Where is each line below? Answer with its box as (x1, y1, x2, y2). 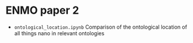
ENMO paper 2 (5, 4, 79, 17)
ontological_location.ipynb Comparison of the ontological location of (14, 23, 188, 30)
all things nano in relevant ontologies (14, 29, 105, 36)
